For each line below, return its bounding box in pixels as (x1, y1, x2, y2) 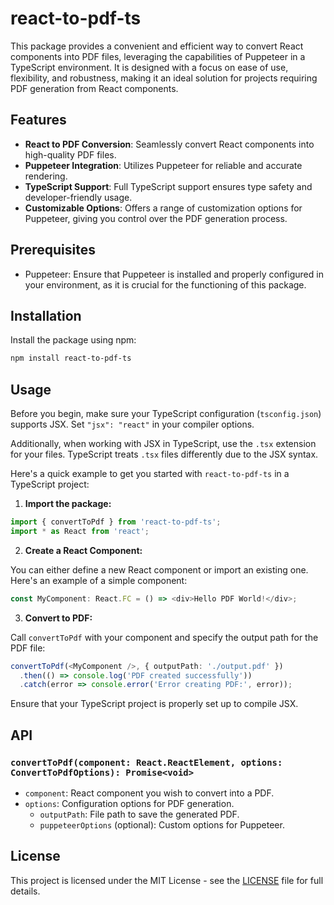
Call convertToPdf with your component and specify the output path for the (10, 631, 319, 643)
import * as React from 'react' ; (10, 526, 150, 536)
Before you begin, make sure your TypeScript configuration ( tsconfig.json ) (10, 408, 322, 420)
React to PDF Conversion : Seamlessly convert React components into (24, 138, 315, 150)
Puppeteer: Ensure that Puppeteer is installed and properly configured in (24, 268, 324, 280)
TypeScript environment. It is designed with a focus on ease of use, (10, 61, 289, 73)
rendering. (24, 170, 68, 182)
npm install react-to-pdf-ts (10, 353, 132, 364)
